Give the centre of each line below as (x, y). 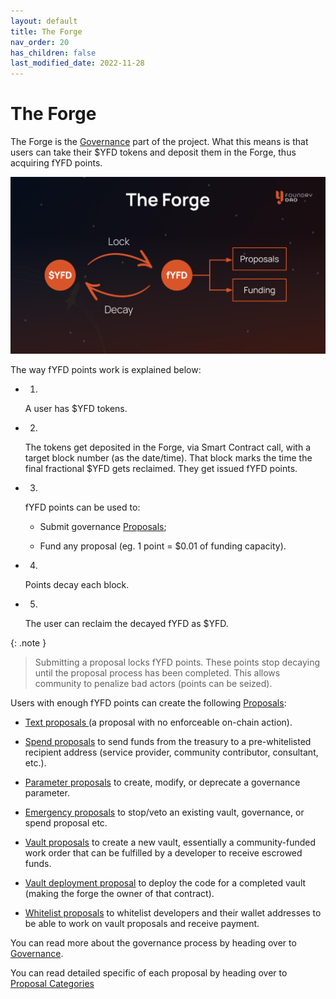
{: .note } (28, 643)
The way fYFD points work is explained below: (106, 370)
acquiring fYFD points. (56, 163)
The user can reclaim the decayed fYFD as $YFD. (126, 624)
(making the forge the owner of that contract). (119, 894)
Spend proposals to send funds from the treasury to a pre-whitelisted (168, 742)
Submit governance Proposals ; (103, 527)
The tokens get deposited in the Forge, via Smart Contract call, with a (168, 447)
